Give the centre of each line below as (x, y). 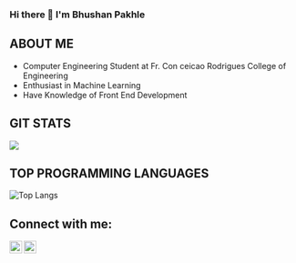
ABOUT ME (42, 44)
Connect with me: (61, 223)
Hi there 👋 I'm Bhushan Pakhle (77, 15)
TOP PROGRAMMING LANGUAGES (109, 173)
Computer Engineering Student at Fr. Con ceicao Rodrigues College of (154, 66)
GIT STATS (40, 123)
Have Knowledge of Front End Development (105, 95)
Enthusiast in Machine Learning (82, 85)
